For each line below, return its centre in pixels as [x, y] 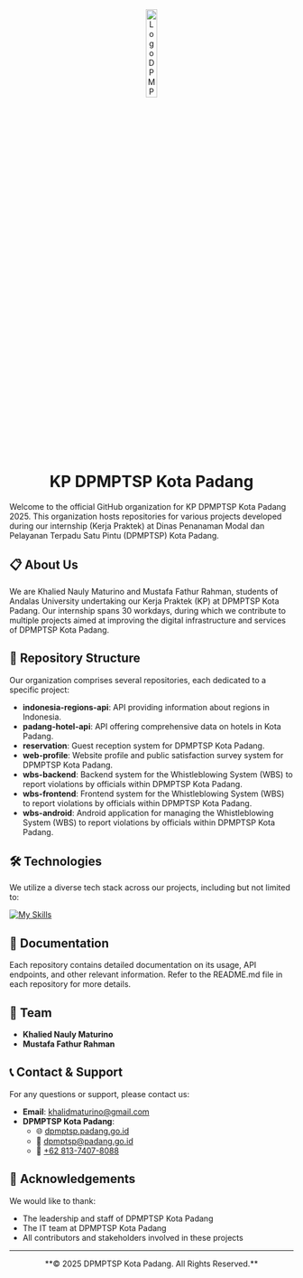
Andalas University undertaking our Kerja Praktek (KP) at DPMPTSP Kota [144, 601]
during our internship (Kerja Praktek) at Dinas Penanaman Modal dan [137, 526]
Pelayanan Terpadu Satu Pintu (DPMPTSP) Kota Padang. [114, 535]
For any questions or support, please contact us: [100, 1094]
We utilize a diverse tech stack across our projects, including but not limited [150, 888]
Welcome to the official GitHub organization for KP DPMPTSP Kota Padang [148, 506]
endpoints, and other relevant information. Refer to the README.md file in [146, 974]
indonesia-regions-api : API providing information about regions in [146, 707]
